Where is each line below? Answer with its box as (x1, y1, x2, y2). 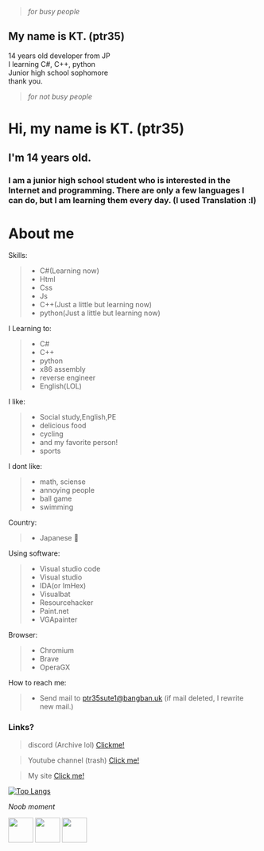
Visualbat (39, 589, 71, 599)
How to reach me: (8, 678, 67, 688)
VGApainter (39, 615, 78, 624)
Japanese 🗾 (39, 533, 80, 543)
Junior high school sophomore (8, 68, 109, 77)
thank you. (8, 76, 43, 86)
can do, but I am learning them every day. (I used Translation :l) (8, 195, 257, 206)
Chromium (39, 646, 74, 655)
